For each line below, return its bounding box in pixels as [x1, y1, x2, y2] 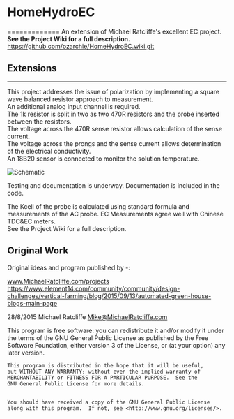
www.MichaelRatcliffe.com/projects [7, 277, 109, 285]
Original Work [7, 245, 69, 257]
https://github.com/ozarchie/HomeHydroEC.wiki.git [7, 42, 155, 50]
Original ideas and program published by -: [7, 263, 131, 272]
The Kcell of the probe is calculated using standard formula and [7, 202, 190, 210]
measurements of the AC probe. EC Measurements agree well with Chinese [7, 209, 224, 218]
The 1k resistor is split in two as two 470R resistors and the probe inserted [7, 110, 220, 118]
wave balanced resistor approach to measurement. [7, 95, 154, 103]
